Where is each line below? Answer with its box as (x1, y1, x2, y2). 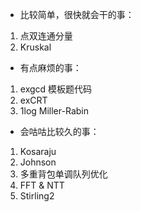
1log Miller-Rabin (19, 105, 89, 117)
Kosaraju (19, 146, 57, 157)
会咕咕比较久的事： (19, 126, 100, 137)
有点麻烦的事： (19, 62, 82, 73)
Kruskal (19, 41, 52, 53)
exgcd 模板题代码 (19, 83, 93, 95)
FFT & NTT (19, 179, 65, 191)
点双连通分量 (19, 30, 73, 42)
